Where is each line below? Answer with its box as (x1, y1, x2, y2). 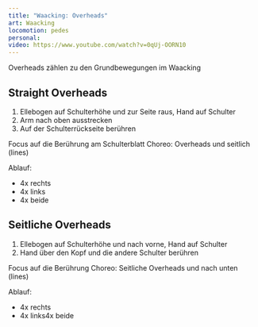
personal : (8, 33, 41, 42)
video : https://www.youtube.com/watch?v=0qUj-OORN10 (8, 41, 187, 49)
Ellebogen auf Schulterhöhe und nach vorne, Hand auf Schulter (19, 239, 228, 248)
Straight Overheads (8, 86, 108, 99)
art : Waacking (8, 19, 56, 27)
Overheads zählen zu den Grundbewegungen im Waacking (8, 63, 201, 72)
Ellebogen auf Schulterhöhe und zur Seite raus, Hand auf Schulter (19, 106, 237, 116)
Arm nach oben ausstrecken (19, 115, 113, 125)
